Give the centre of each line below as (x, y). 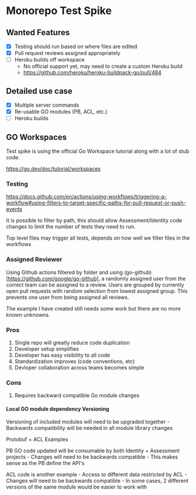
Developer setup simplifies (47, 349)
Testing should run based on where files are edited (76, 46)
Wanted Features (38, 33)
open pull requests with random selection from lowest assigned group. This (97, 291)
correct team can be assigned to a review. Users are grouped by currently (95, 285)
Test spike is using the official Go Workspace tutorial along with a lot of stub (98, 151)
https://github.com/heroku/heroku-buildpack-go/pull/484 (92, 73)
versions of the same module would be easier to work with (77, 487)
